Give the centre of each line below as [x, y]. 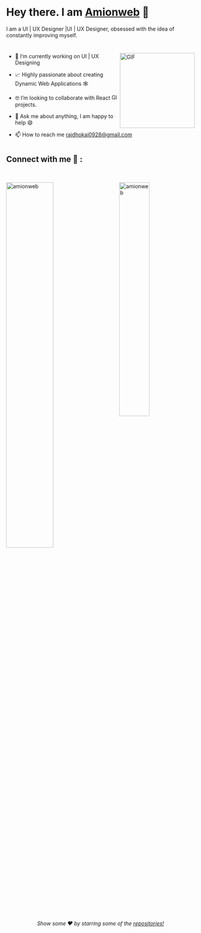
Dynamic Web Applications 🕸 [51, 84]
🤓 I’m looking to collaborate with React [63, 98]
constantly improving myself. [42, 35]
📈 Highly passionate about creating [59, 75]
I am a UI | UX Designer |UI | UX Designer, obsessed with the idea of [90, 29]
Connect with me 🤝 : [44, 159]
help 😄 [24, 123]
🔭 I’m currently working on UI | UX [57, 56]
